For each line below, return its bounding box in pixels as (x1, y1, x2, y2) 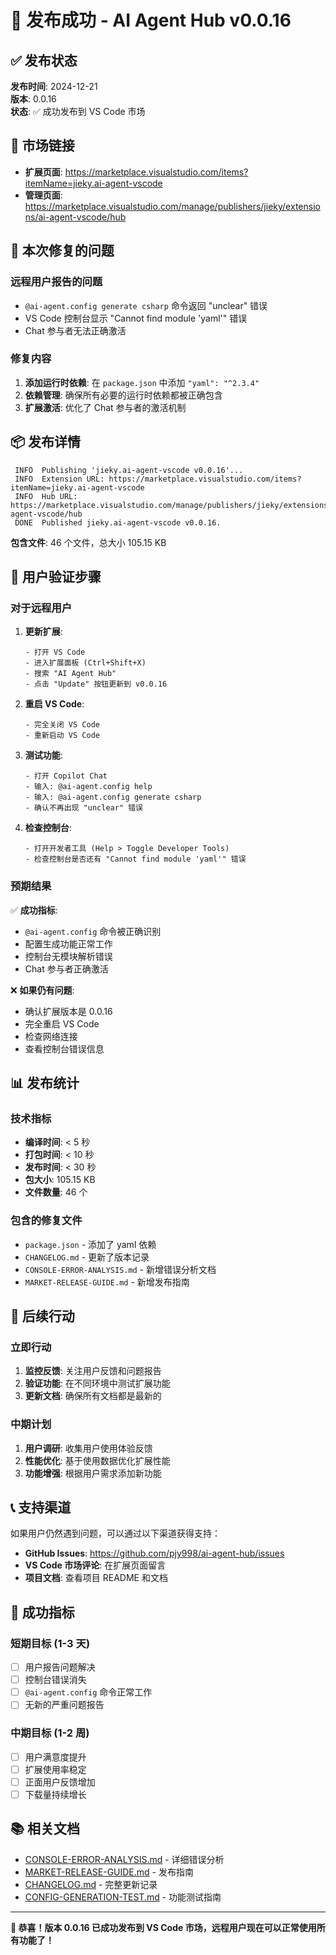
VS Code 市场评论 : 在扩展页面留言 (24, 1559, 167, 1571)
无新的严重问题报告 (24, 1699, 105, 1711)
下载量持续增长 (24, 1788, 87, 1800)
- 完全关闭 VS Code (24, 720, 100, 730)
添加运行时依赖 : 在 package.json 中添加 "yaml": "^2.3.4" (24, 376, 260, 388)
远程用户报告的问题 (10, 275, 103, 289)
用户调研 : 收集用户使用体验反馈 (24, 1442, 153, 1454)
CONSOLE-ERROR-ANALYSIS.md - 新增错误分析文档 (24, 1263, 217, 1275)
